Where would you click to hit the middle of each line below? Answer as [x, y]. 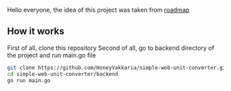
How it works [36, 31]
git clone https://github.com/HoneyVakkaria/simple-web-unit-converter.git [118, 68]
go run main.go [29, 80]
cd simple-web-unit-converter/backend [63, 74]
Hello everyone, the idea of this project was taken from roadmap [98, 10]
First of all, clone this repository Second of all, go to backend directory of [111, 48]
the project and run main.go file [52, 55]
